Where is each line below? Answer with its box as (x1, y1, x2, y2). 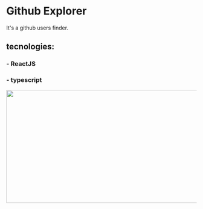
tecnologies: (6, 42, 55, 52)
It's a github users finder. (6, 24, 68, 31)
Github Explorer (6, 4, 87, 18)
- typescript (6, 76, 42, 84)
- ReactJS (6, 60, 36, 68)
